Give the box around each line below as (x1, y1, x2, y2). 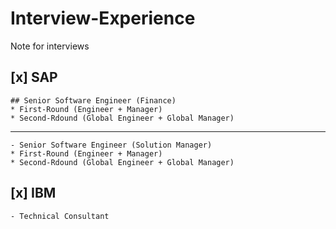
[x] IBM (10, 185, 57, 202)
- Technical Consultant (10, 211, 110, 221)
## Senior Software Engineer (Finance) (10, 95, 177, 106)
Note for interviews (10, 40, 90, 52)
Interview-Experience (10, 7, 196, 30)
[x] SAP (10, 69, 58, 86)
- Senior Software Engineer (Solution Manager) (10, 140, 213, 150)
